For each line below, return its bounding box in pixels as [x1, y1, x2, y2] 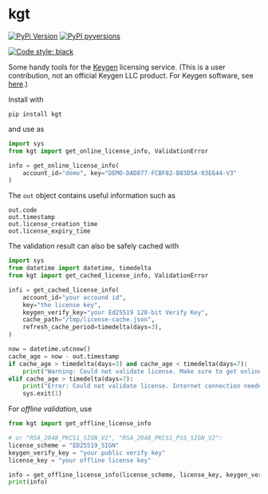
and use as [8, 124, 45, 133]
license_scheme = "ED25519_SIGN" [8, 441, 120, 449]
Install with [8, 94, 44, 104]
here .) [8, 79, 28, 89]
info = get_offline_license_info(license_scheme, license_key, [8, 471, 223, 479]
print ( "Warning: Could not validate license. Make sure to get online [22, 367, 262, 376]
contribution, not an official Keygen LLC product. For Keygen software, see [8, 70, 254, 80]
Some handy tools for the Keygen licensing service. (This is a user [8, 62, 226, 72]
